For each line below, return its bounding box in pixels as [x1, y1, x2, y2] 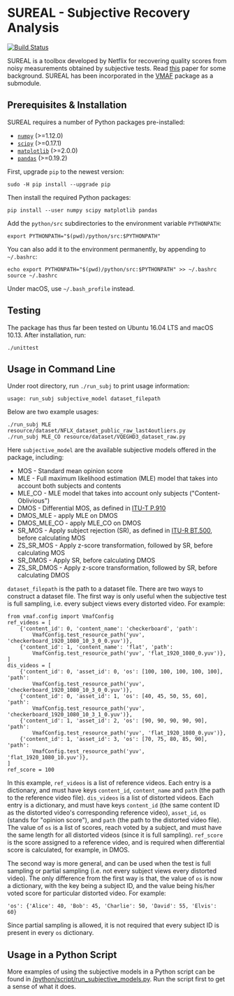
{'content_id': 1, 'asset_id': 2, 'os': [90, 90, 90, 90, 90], [20, 717, 208, 725]
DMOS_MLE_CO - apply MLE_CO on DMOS [17, 519, 142, 527]
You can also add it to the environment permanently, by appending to [7, 245, 206, 253]
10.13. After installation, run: [7, 331, 86, 339]
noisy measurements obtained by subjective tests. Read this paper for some [7, 64, 226, 72]
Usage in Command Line [7, 363, 116, 375]
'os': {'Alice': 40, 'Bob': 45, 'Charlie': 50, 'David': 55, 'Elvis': [7, 903, 217, 910]
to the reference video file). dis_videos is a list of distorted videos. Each [7, 793, 214, 802]
